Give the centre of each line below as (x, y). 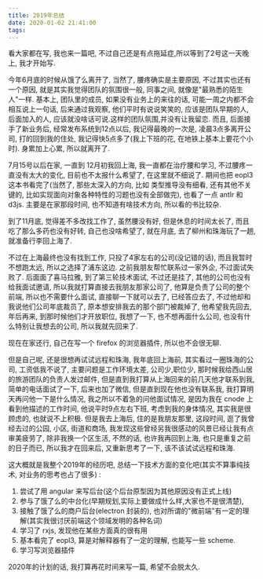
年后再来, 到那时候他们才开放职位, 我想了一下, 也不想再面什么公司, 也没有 (126, 317)
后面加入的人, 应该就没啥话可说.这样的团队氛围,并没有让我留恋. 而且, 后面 (126, 119)
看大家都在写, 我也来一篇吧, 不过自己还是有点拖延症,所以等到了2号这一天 (125, 53)
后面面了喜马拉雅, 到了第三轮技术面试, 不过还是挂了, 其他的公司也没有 (138, 277)
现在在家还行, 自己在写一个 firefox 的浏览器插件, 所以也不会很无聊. (115, 343)
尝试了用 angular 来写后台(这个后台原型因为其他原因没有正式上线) (126, 491)
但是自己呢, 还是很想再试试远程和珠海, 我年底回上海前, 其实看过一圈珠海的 (128, 360)
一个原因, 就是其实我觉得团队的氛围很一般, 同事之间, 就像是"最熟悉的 (119, 90)
